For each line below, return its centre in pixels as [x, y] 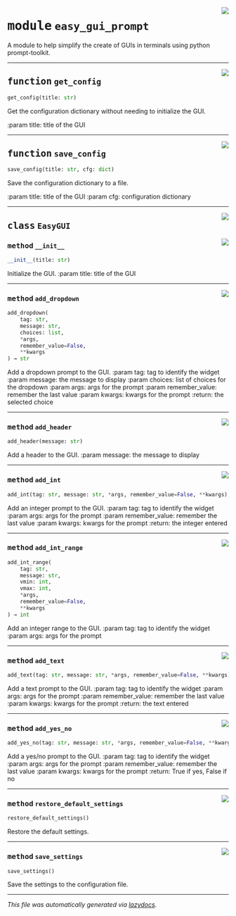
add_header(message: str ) [45, 441]
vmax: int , [36, 589]
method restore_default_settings [65, 804]
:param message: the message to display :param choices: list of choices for [117, 379]
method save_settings [45, 857]
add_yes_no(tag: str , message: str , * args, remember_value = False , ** [111, 743]
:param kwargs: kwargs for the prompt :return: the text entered [98, 703]
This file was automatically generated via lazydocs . [82, 905]
